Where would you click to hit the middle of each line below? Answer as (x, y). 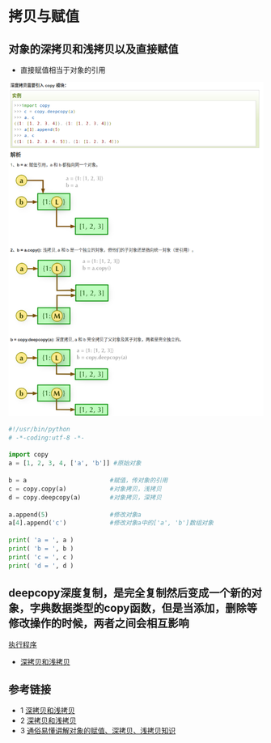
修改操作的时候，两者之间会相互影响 (99, 624)
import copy (28, 455)
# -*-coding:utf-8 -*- (47, 438)
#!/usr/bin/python (39, 429)
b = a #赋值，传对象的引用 (88, 481)
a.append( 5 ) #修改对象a (75, 515)
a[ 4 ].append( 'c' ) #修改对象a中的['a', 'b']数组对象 (111, 523)
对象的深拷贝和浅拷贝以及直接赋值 (93, 49)
